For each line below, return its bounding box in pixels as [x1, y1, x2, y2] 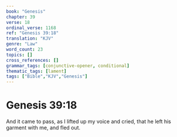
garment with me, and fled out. [6, 124, 81, 131]
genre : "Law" [6, 41, 38, 47]
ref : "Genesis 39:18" [6, 30, 59, 36]
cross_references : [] [6, 57, 59, 63]
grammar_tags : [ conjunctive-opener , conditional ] [6, 62, 130, 69]
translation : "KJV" [6, 36, 54, 41]
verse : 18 [6, 19, 30, 25]
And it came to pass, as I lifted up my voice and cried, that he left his [6, 118, 172, 125]
